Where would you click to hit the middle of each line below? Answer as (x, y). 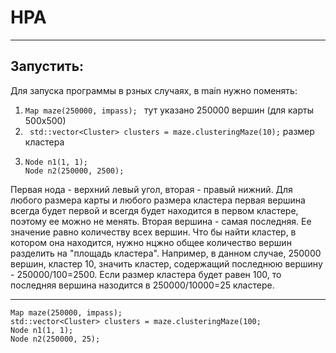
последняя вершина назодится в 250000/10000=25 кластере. (142, 285)
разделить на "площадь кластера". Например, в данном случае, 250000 (166, 253)
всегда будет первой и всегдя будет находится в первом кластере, (154, 210)
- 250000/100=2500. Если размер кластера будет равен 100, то (146, 274)
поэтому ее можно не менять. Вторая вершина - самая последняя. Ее (161, 221)
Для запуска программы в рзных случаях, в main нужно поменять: (154, 90)
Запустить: (47, 66)
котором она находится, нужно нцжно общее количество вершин (151, 242)
